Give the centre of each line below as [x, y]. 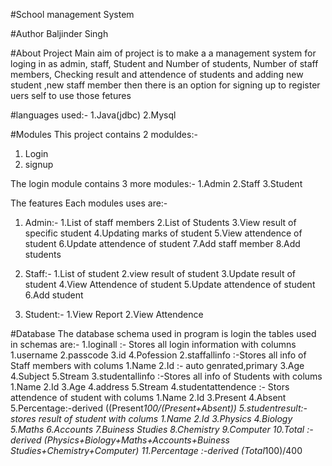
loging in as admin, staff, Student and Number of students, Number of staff [164, 63]
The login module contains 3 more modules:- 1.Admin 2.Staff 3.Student [156, 183]
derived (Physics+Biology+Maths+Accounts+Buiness [120, 440]
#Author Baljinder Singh [59, 33]
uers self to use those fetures [71, 95]
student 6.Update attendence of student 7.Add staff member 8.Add [162, 243]
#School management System [72, 14]
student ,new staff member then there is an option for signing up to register [165, 85]
